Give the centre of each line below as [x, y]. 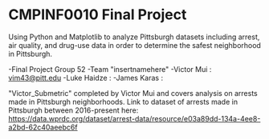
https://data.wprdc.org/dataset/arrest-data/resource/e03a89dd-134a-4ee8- [134, 118]
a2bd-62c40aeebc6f [43, 127]
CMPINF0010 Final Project [98, 15]
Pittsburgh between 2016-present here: [73, 110]
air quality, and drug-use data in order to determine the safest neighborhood [134, 45]
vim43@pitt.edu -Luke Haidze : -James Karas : [86, 77]
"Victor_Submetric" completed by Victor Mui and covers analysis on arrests [133, 93]
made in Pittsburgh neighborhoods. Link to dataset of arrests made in [123, 101]
